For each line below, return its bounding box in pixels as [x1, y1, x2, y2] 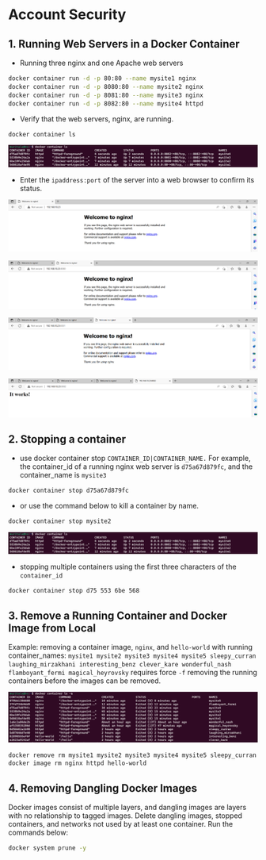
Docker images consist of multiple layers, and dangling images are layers [8, 803, 247, 812]
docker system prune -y [8, 844, 87, 852]
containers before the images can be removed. [8, 676, 161, 685]
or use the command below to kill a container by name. [19, 501, 199, 511]
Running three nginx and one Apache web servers [19, 58, 184, 67]
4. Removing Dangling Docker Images [8, 781, 198, 795]
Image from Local [8, 621, 97, 635]
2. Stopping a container [8, 432, 127, 446]
